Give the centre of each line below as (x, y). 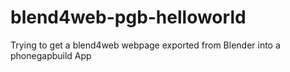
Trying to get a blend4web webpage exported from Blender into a (145, 45)
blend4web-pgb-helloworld (128, 17)
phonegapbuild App (51, 55)
